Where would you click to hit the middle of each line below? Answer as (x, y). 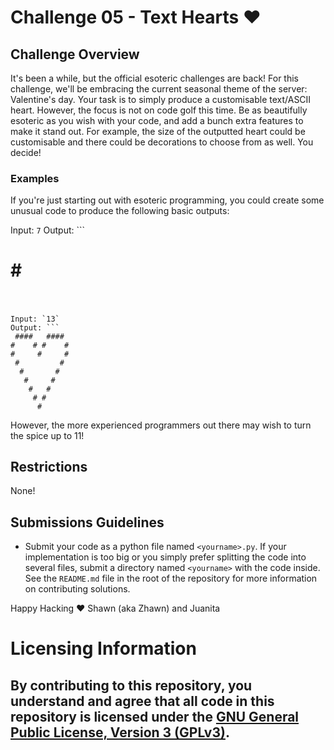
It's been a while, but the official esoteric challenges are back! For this (155, 78)
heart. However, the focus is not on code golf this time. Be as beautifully (159, 110)
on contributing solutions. (77, 589)
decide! (26, 152)
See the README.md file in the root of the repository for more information (171, 578)
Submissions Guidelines (87, 522)
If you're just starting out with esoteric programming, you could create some (167, 200)
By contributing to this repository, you (131, 685)
